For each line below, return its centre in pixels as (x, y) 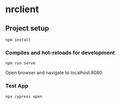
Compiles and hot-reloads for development (60, 53)
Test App (17, 86)
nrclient (22, 9)
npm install (18, 40)
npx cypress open (24, 96)
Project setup (27, 28)
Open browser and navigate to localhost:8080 (54, 73)
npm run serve (21, 63)
